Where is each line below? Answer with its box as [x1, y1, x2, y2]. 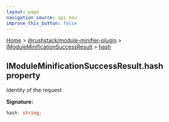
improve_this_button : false [6, 20, 78, 26]
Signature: [6, 98, 33, 106]
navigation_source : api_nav [6, 15, 78, 21]
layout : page [6, 8, 39, 15]
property [6, 70, 41, 81]
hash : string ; [6, 110, 42, 116]
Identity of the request [6, 86, 62, 94]
